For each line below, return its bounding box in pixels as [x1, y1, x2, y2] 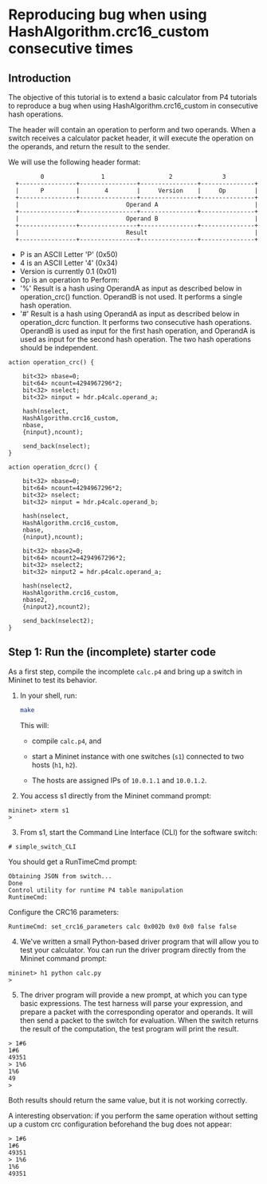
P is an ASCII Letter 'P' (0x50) [19, 250, 118, 259]
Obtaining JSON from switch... [8, 872, 112, 880]
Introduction [8, 71, 72, 85]
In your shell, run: [19, 691, 77, 700]
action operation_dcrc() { [8, 463, 98, 471]
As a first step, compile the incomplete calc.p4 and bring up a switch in [8, 667, 243, 676]
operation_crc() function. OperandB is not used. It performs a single [19, 292, 243, 301]
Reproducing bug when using [8, 6, 207, 24]
